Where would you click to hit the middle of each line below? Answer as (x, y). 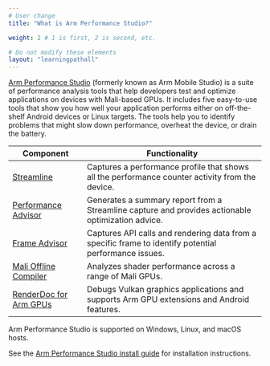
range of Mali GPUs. (125, 276)
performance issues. (126, 254)
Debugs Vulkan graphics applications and (166, 290)
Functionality (172, 153)
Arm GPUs (32, 304)
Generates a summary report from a (155, 200)
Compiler (30, 276)
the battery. (27, 134)
